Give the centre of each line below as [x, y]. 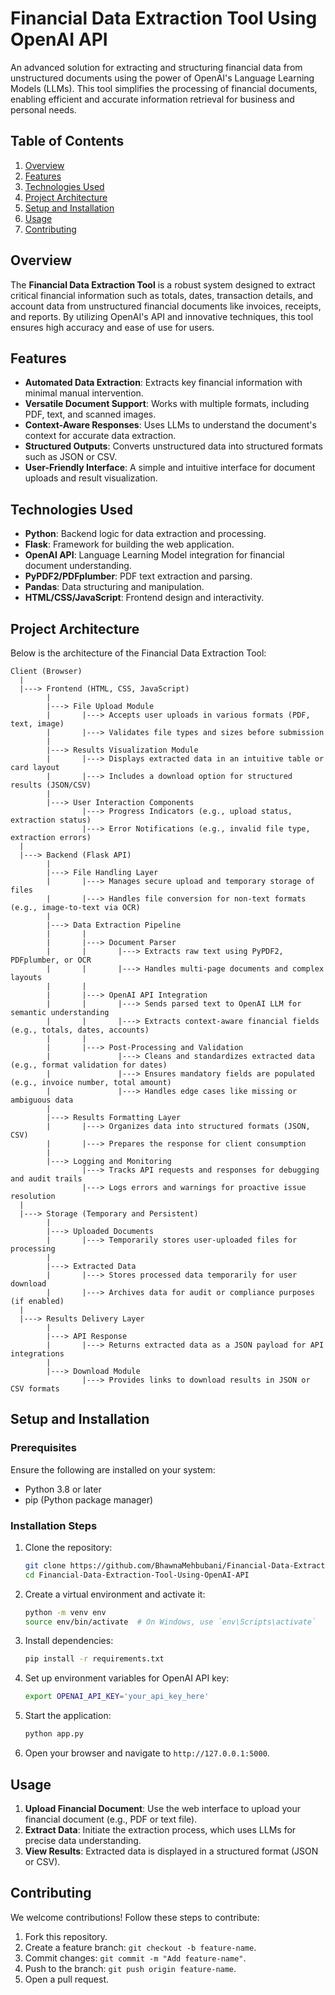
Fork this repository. [66, 1936]
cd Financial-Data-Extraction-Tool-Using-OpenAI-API [137, 1575]
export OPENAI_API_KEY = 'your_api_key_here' [117, 1697]
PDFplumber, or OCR [51, 960]
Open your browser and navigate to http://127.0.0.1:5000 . [147, 1753]
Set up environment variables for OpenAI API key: [127, 1678]
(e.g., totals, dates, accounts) [80, 1030]
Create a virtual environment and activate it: [115, 1594]
